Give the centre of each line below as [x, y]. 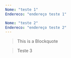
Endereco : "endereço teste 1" [36, 14]
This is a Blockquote [37, 41]
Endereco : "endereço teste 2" [36, 27]
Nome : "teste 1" [22, 10]
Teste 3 [25, 51]
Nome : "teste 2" [22, 23]
